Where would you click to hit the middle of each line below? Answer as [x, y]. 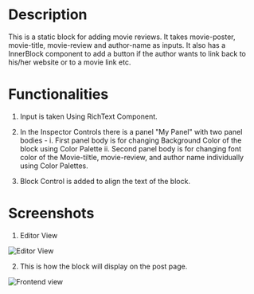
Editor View [39, 235]
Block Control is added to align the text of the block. [105, 181]
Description [48, 15]
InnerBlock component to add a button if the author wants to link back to [127, 53]
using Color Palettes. [54, 166]
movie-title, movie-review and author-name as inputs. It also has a [117, 45]
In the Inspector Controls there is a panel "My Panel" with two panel [131, 131]
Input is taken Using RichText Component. [88, 116]
